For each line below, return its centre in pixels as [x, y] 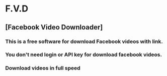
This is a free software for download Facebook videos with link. [84, 41]
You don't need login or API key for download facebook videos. [84, 54]
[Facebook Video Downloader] [54, 27]
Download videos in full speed [43, 68]
